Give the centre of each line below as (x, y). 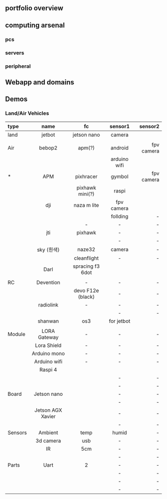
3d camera (48, 441)
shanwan (48, 321)
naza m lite (86, 205)
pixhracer (86, 176)
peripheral (18, 66)
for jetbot (120, 321)
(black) (86, 297)
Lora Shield (48, 345)
